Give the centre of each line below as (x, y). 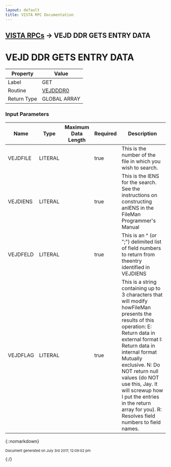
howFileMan (136, 308)
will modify (134, 301)
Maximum (77, 127)
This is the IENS (140, 176)
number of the (138, 155)
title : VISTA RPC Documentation (39, 15)
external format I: (142, 339)
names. (130, 429)
